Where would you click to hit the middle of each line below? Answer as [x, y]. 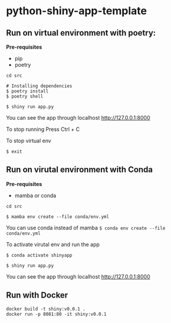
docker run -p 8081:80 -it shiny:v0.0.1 [57, 314]
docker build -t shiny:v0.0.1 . [46, 309]
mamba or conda [35, 195]
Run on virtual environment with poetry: [81, 33]
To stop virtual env [29, 141]
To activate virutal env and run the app [53, 244]
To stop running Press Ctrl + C [43, 129]
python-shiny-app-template [77, 11]
